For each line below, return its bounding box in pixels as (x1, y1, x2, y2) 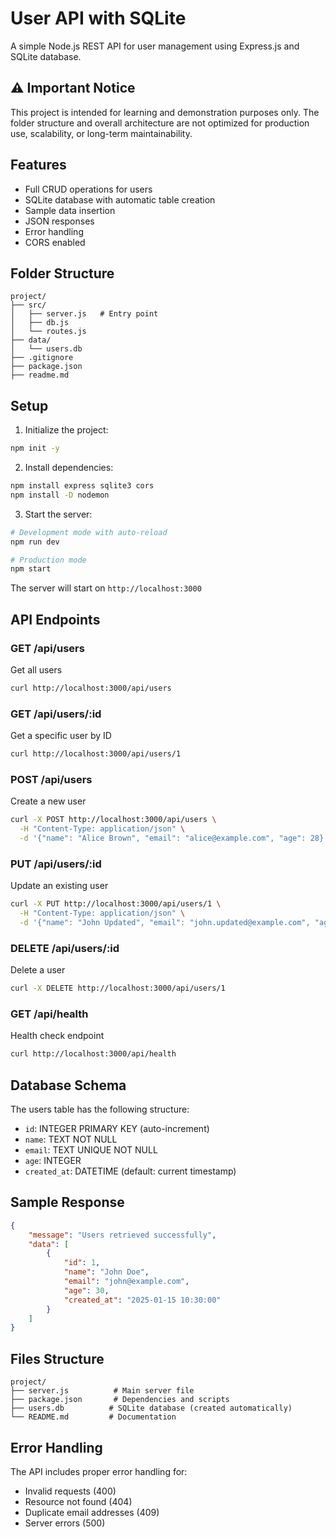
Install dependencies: (24, 462, 114, 474)
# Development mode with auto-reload (10, 527, 168, 537)
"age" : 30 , (63, 1285, 110, 1296)
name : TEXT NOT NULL (24, 1133, 118, 1146)
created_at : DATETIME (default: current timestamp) (24, 1165, 237, 1177)
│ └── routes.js (10, 327, 87, 337)
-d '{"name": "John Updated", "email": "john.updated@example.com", (19, 918, 311, 928)
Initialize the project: (24, 424, 109, 436)
